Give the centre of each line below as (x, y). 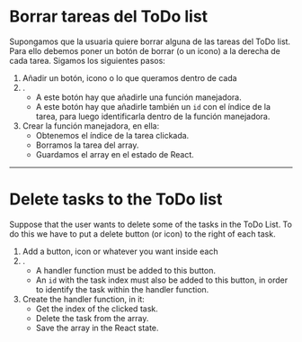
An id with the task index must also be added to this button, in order (162, 280)
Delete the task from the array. (92, 318)
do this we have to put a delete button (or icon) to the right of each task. (142, 234)
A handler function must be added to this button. (125, 270)
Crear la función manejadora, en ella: (91, 126)
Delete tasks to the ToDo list (116, 199)
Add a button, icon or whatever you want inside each (120, 251)
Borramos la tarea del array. (87, 145)
